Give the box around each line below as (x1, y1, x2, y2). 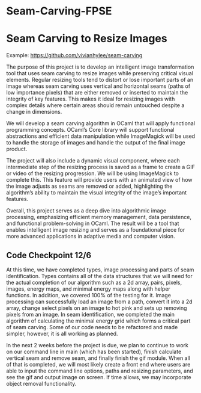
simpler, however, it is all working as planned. (6, 330, 118, 337)
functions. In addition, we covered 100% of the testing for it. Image (6, 291, 171, 299)
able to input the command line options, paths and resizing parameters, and (6, 367, 193, 374)
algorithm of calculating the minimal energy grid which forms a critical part (6, 317, 191, 324)
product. (6, 146, 28, 153)
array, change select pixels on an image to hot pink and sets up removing (6, 304, 187, 311)
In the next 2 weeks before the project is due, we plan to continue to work (6, 341, 189, 348)
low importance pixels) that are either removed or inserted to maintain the (6, 89, 188, 96)
